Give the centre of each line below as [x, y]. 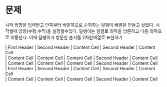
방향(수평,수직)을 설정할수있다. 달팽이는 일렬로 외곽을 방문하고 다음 [83, 31]
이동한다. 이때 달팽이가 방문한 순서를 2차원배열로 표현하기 [66, 37]
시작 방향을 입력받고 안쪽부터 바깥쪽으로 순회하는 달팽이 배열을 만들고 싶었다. [80, 25]
